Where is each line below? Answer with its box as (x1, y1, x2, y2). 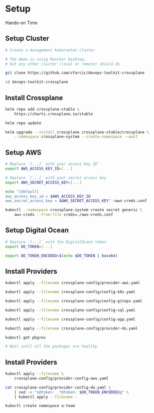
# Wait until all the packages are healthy (5, 344, 98, 349)
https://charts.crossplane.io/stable (14, 111, 93, 116)
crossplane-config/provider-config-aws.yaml (14, 376, 109, 381)
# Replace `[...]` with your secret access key (5, 175, 107, 180)
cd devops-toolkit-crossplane (5, 79, 69, 85)
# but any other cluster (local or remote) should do (5, 61, 120, 66)
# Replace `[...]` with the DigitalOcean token (5, 239, 107, 244)
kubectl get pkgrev (5, 335, 46, 340)
